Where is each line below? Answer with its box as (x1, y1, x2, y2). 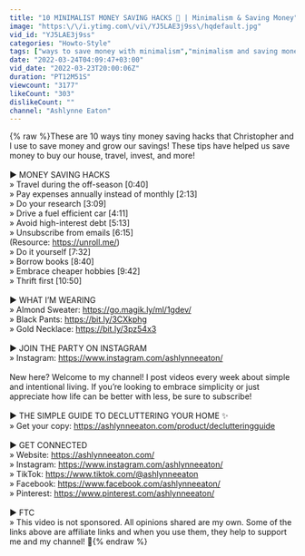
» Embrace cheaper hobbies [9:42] (9, 266, 141, 277)
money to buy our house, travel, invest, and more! (9, 151, 195, 161)
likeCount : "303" (9, 89, 75, 98)
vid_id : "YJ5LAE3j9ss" (9, 30, 95, 39)
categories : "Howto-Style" (9, 38, 112, 48)
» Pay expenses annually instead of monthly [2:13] (9, 189, 198, 200)
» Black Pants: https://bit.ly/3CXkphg (9, 314, 148, 325)
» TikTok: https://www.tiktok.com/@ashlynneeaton (9, 469, 199, 480)
